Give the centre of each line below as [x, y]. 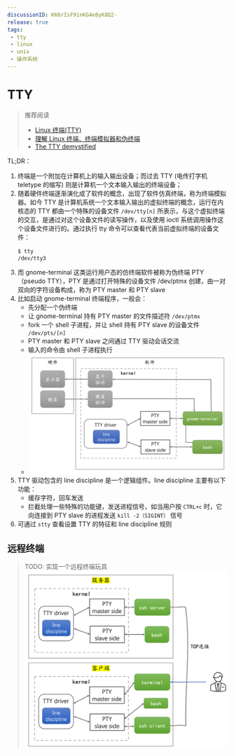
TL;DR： [19, 160]
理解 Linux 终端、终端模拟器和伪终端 [87, 138]
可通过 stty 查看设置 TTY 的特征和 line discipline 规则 [95, 524]
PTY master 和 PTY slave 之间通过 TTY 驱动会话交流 [104, 341]
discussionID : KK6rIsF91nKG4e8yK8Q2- [62, 15]
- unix [20, 52]
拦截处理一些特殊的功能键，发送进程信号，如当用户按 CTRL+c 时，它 [125, 507]
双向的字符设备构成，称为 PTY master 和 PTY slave [91, 289]
